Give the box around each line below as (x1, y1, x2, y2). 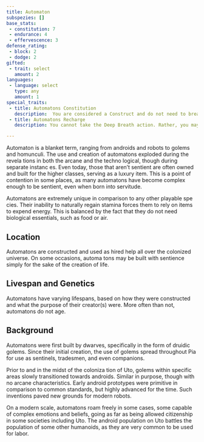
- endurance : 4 (8, 32, 47, 38)
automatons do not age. (6, 307, 66, 315)
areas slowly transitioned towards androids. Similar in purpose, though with (6, 373, 195, 380)
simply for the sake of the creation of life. (6, 261, 109, 268)
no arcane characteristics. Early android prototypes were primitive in (6, 379, 178, 387)
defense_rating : (6, 43, 47, 49)
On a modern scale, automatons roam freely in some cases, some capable (6, 404, 192, 411)
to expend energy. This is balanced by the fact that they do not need (6, 208, 178, 215)
